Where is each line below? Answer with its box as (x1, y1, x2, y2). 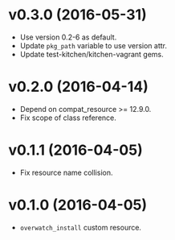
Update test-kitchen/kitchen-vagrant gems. (19, 49, 165, 59)
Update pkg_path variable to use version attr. (19, 40, 167, 50)
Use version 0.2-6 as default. (19, 32, 117, 42)
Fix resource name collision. (19, 168, 113, 177)
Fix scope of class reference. (19, 113, 116, 122)
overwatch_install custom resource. (19, 222, 142, 232)
